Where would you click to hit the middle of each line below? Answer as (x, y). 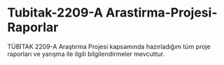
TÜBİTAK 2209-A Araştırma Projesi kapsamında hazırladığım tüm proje (109, 46)
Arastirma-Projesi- (162, 13)
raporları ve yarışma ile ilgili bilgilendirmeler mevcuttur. (86, 54)
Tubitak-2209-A (55, 13)
